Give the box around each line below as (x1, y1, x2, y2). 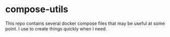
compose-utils (5, 4, 69, 15)
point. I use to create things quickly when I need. (5, 25, 107, 31)
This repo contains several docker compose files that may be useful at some (5, 20, 165, 26)
